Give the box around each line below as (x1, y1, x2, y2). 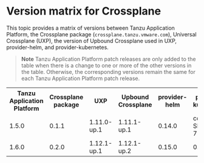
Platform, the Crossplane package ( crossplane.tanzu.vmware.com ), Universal (6, 30, 197, 38)
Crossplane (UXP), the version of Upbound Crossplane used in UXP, (6, 37, 177, 44)
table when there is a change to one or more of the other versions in (21, 62, 192, 69)
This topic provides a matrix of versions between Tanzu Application (6, 24, 175, 32)
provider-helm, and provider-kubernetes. (6, 44, 109, 51)
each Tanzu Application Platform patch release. (21, 75, 140, 82)
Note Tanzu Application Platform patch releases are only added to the (21, 55, 196, 62)
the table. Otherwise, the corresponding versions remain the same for (21, 68, 196, 75)
